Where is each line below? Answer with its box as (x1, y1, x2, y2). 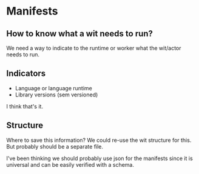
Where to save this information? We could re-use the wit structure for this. (6, 136, 192, 144)
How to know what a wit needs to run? (6, 28, 153, 39)
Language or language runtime (15, 84, 93, 92)
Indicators (6, 69, 46, 79)
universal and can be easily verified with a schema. (6, 161, 135, 168)
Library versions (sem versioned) (15, 91, 98, 98)
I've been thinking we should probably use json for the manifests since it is (6, 155, 193, 162)
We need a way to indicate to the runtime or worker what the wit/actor (6, 44, 181, 52)
